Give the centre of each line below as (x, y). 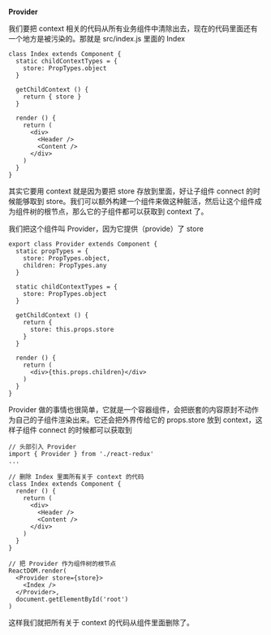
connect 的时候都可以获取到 (85, 430)
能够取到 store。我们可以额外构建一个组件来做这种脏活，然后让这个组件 (135, 201)
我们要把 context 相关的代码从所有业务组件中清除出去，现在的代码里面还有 (133, 28)
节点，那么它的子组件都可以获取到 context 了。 (129, 211)
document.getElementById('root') (72, 599)
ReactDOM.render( (38, 571)
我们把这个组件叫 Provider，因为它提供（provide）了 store (106, 228)
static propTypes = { (52, 251)
